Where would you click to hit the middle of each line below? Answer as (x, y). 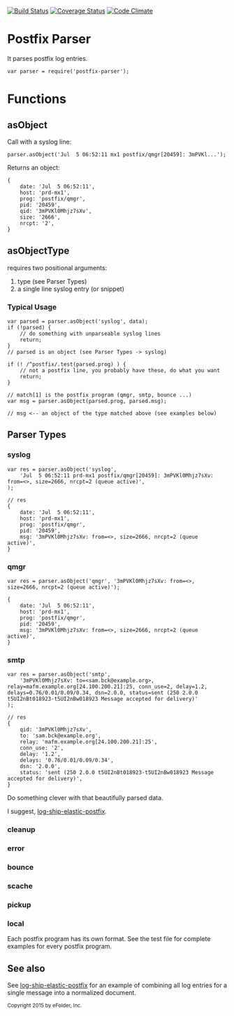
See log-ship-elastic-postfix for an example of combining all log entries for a (117, 985)
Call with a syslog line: (39, 142)
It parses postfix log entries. (47, 58)
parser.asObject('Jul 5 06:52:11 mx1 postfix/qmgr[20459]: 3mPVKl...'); (117, 154)
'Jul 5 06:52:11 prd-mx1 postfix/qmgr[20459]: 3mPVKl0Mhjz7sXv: (117, 475)
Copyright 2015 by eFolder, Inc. (45, 1005)
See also (26, 968)
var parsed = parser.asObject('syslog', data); (78, 322)
